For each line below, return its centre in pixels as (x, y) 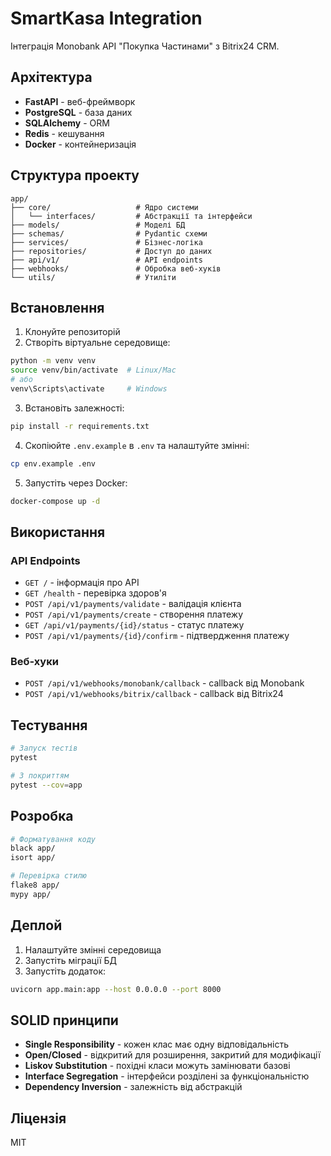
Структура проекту (75, 175)
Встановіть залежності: (74, 408)
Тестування (49, 725)
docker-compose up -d (55, 501)
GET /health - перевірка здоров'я (95, 593)
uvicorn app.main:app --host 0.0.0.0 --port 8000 (116, 989)
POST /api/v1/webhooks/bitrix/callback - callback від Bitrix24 (154, 694)
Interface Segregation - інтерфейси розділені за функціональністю (167, 1076)
